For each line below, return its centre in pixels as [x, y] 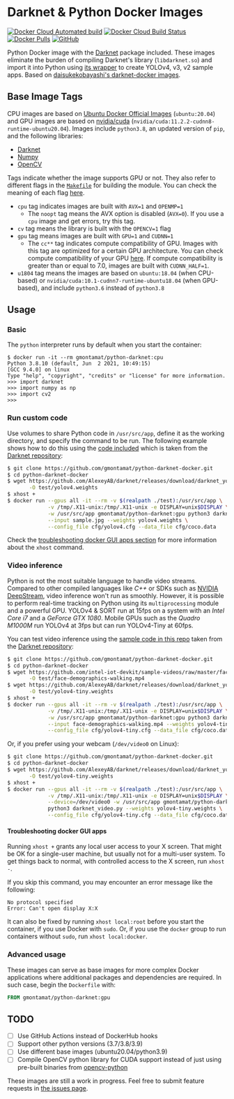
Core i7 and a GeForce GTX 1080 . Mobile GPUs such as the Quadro [104, 618]
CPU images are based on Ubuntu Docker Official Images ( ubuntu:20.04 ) [111, 113]
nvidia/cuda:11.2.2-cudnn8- [174, 122]
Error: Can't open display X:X [53, 909]
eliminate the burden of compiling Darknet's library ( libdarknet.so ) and [110, 59]
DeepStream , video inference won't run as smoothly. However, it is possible [116, 595]
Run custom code [38, 418]
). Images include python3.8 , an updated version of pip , [146, 128]
